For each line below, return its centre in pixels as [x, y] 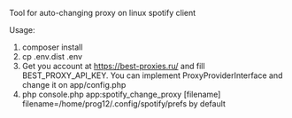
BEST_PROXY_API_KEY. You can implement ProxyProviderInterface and [152, 75]
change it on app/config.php [74, 85]
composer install [52, 47]
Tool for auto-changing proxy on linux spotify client [103, 13]
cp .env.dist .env [52, 56]
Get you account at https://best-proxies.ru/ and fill [113, 66]
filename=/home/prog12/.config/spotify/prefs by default [123, 104]
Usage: [22, 30]
